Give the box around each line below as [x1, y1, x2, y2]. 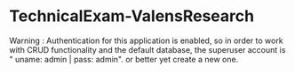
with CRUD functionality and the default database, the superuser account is [9, 44, 286, 55]
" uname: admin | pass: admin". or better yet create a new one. [9, 54, 239, 64]
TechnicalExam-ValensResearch [9, 6, 255, 26]
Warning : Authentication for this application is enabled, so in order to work [9, 35, 283, 46]
